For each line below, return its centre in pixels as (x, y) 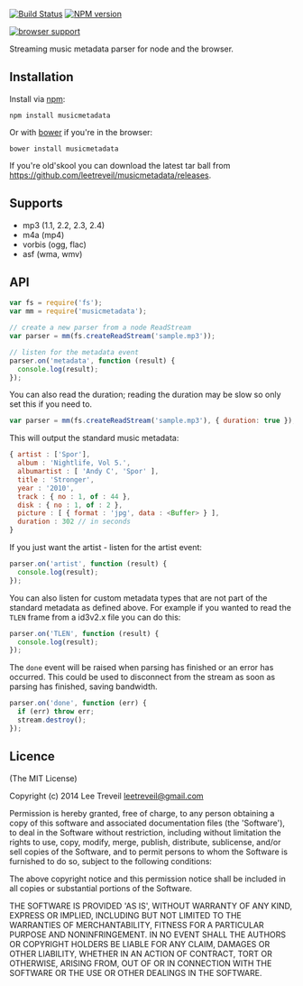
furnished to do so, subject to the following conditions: (110, 861)
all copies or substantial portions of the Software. (101, 888)
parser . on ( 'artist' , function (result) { (88, 564)
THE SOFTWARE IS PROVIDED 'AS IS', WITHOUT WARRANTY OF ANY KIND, (151, 906)
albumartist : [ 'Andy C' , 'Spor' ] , (88, 472)
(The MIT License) (44, 778)
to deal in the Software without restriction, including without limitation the (145, 832)
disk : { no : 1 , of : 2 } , (70, 505)
